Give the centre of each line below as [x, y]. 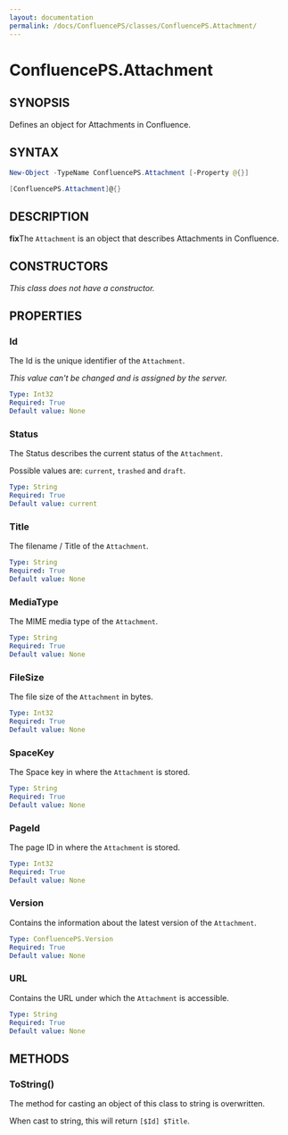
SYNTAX [34, 152]
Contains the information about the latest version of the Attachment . [133, 922]
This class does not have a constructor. [82, 288]
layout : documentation [51, 17]
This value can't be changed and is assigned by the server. [118, 378]
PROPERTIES [46, 317]
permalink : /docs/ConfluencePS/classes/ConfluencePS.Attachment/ [133, 26]
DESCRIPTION [49, 217]
